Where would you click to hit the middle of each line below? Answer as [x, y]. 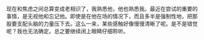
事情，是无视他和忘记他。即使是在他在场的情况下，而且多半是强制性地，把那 [102, 16]
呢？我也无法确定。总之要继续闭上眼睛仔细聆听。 [67, 31]
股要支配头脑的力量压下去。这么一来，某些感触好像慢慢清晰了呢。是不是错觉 [102, 24]
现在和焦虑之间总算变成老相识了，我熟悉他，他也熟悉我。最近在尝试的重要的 [102, 9]
